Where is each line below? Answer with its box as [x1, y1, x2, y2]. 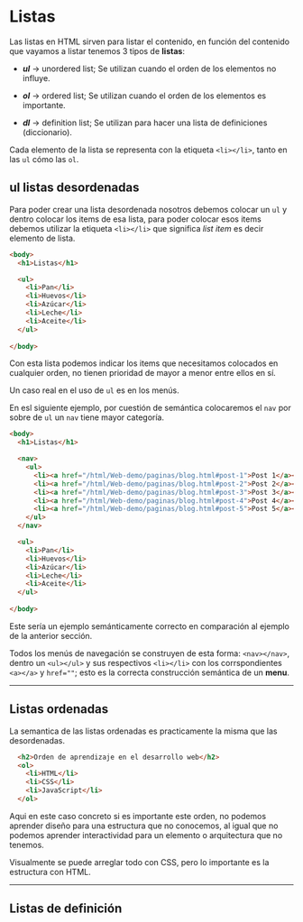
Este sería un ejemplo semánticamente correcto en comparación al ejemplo [9, 620, 290, 632]
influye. [22, 72, 51, 83]
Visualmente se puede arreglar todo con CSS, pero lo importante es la [9, 856, 270, 867]
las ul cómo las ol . [9, 153, 79, 164]
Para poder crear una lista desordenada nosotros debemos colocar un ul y [9, 204, 288, 215]
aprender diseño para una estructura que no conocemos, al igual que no [9, 820, 279, 831]
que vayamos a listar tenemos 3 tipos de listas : [9, 45, 185, 56]
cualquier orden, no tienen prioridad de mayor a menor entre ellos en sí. [9, 368, 277, 379]
